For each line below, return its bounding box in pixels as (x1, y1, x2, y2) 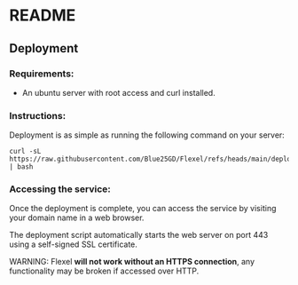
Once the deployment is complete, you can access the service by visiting (9, 203, 277, 214)
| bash (9, 162, 34, 171)
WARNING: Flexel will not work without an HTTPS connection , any (9, 257, 255, 267)
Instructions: (9, 109, 67, 122)
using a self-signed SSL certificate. (9, 239, 137, 249)
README (9, 5, 76, 26)
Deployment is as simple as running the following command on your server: (9, 130, 286, 140)
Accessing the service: (9, 183, 111, 195)
